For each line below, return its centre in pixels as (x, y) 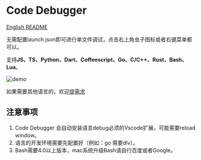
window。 (27, 135)
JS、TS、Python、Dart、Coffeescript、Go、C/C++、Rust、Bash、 (102, 59)
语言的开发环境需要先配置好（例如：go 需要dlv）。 (76, 143)
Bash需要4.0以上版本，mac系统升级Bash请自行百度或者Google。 (95, 150)
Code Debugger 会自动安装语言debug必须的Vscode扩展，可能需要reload (105, 128)
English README (27, 27)
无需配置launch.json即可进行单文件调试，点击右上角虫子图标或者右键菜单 (97, 39)
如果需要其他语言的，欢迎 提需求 (46, 91)
